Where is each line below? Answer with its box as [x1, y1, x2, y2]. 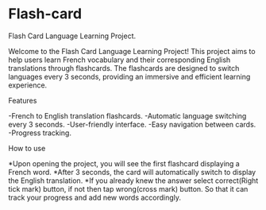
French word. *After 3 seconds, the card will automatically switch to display [8, 167, 256, 177]
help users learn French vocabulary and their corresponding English [8, 55, 231, 64]
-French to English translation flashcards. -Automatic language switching [8, 111, 247, 120]
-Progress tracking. [8, 128, 71, 138]
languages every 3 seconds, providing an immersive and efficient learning [8, 72, 251, 81]
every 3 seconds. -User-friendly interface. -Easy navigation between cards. [8, 119, 256, 129]
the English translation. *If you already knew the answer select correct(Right [8, 176, 259, 185]
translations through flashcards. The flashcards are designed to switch [8, 63, 240, 72]
